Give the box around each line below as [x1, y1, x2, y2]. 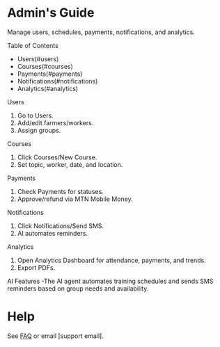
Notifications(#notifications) [17, 76, 98, 85]
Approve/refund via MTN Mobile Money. [17, 195, 134, 203]
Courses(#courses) [17, 62, 73, 70]
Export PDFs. [17, 263, 56, 272]
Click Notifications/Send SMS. [17, 221, 104, 230]
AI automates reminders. [17, 229, 88, 237]
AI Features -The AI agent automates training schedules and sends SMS [7, 277, 214, 285]
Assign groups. [17, 126, 61, 134]
